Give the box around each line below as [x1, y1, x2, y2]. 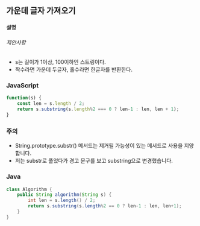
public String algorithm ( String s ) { [17, 192, 112, 198]
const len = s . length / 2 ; [17, 101, 85, 107]
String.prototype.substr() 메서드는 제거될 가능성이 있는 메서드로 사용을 [14, 142, 183, 149]
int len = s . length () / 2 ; [28, 198, 96, 204]
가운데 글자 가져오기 [6, 5, 76, 16]
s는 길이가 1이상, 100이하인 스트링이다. [14, 58, 107, 66]
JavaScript [6, 81, 39, 90]
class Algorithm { [6, 186, 52, 192]
